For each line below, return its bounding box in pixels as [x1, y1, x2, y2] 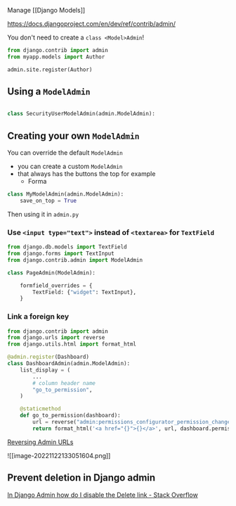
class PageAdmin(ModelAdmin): [7, 269, 96, 277]
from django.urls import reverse [7, 334, 105, 341]
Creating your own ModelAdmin [7, 129, 140, 141]
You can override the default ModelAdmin [7, 148, 123, 157]
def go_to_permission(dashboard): [20, 412, 121, 419]
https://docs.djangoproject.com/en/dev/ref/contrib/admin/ [7, 20, 176, 27]
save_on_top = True [20, 197, 77, 204]
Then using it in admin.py [7, 210, 79, 218]
